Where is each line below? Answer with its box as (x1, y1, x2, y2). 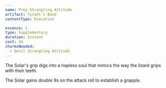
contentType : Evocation (5, 16, 55, 21)
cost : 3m (5, 39, 23, 45)
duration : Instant (5, 35, 43, 40)
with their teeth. (5, 68, 37, 74)
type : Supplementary (5, 30, 48, 35)
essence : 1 (5, 25, 28, 30)
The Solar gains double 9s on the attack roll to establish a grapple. (5, 77, 141, 83)
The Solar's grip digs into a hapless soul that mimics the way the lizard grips (5, 62, 162, 68)
